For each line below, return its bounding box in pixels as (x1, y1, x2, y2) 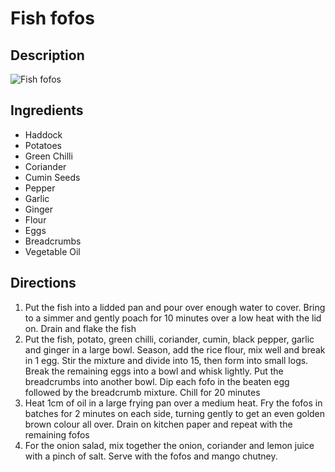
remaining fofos (24, 428, 90, 441)
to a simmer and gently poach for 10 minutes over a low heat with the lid (24, 312, 322, 324)
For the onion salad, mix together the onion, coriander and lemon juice (24, 439, 315, 451)
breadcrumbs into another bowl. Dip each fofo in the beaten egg (24, 375, 290, 387)
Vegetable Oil (24, 245, 81, 257)
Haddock (24, 128, 63, 141)
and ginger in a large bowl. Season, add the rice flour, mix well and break (24, 343, 326, 356)
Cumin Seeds (24, 171, 81, 183)
